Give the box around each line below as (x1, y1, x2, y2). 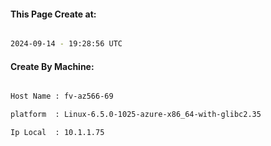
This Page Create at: (10, 8, 97, 20)
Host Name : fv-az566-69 (10, 91, 114, 102)
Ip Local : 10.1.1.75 (10, 128, 105, 138)
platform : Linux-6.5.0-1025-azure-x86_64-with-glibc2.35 (10, 110, 262, 120)
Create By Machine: (10, 60, 95, 72)
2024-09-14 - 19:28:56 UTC (10, 39, 123, 49)
